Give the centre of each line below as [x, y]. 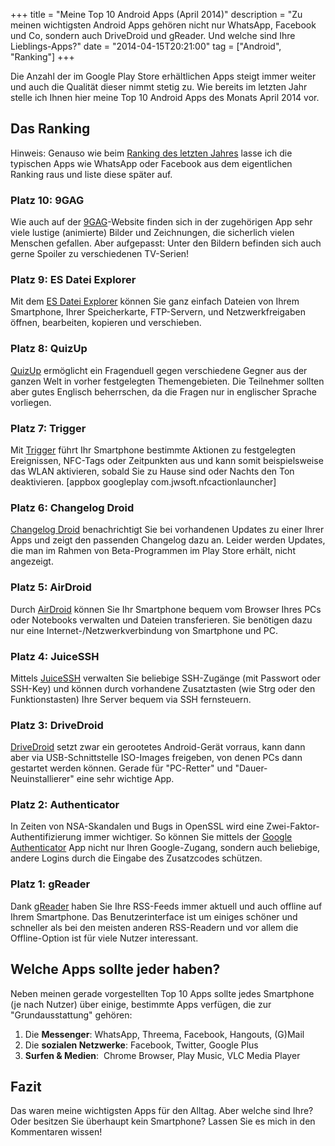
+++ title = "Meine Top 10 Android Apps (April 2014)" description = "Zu [156, 14]
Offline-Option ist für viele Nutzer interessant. [104, 938]
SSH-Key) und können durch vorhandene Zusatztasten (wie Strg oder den [163, 688]
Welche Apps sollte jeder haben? [115, 969]
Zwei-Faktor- [293, 826]
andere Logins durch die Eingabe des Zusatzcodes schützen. [136, 858]
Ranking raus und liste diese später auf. [91, 174]
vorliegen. [31, 402]
